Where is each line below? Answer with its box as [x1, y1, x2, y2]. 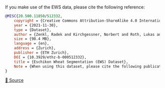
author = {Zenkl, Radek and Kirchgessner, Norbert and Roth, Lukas [14, 32, 155, 37]
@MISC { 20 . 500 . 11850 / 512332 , [5, 14, 63, 19]
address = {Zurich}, [14, 46, 56, 51]
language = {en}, [14, 41, 50, 46]
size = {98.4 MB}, [14, 36, 52, 41]
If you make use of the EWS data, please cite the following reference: [5, 4, 145, 10]
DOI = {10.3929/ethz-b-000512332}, [14, 55, 87, 59]
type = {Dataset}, [14, 27, 52, 32]
